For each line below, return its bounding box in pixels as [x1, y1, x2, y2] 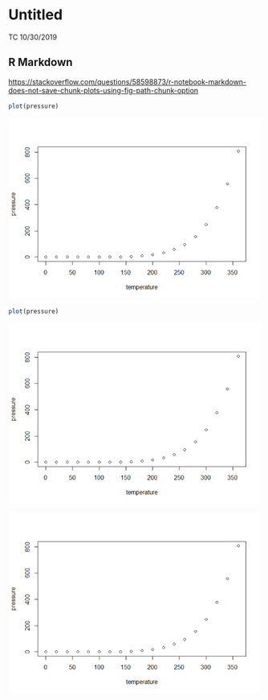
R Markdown [8, 56, 73, 69]
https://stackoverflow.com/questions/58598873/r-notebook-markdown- [8, 76, 247, 86]
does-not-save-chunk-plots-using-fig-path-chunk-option [8, 85, 199, 95]
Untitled [8, 6, 63, 24]
